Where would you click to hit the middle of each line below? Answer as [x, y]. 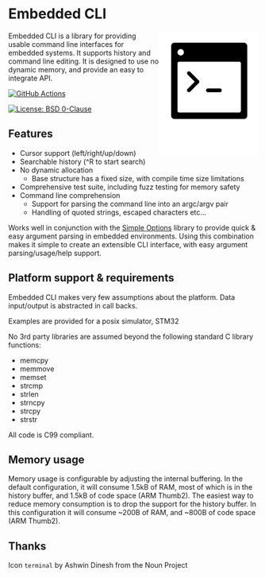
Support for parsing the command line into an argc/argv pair [130, 204]
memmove [37, 369]
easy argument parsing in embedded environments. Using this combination [131, 236]
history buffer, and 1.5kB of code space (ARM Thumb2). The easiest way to [131, 496]
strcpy [30, 411]
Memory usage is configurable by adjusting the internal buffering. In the [126, 479]
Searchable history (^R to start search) [83, 161]
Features [31, 134]
